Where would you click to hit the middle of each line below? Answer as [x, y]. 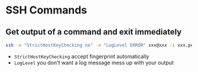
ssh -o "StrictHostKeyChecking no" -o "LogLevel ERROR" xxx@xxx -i [90, 45]
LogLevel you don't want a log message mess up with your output [94, 63]
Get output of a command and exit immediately [94, 32]
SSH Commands [46, 10]
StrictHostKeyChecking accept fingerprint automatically [82, 56]
